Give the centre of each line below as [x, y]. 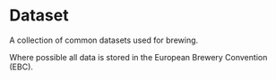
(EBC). [22, 67]
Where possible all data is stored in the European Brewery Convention [138, 57]
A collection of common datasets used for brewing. [104, 40]
